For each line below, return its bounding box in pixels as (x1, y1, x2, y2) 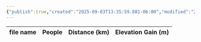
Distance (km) (68, 28, 109, 36)
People (42, 28, 63, 36)
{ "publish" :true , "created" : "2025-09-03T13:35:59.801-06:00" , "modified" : (6, 8, 191, 15)
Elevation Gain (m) (115, 28, 169, 36)
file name (9, 28, 37, 36)
